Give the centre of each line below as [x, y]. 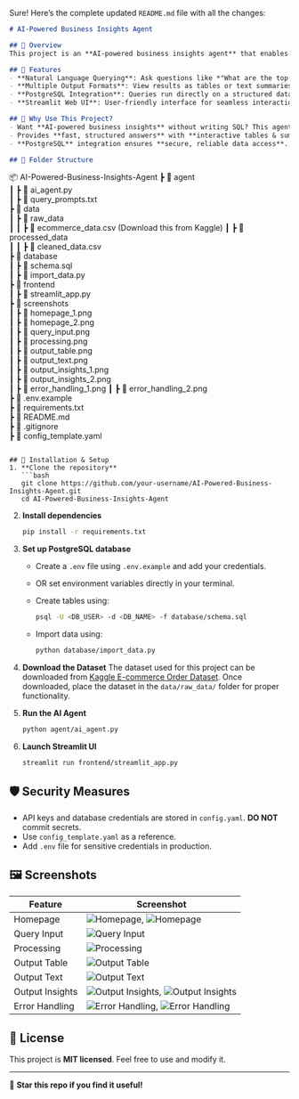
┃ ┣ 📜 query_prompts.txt [53, 199]
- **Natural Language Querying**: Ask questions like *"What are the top [149, 78]
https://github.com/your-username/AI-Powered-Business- [167, 484]
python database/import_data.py [95, 651]
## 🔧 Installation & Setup [59, 460]
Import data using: [69, 634]
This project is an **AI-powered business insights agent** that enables [149, 53]
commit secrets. [52, 826]
